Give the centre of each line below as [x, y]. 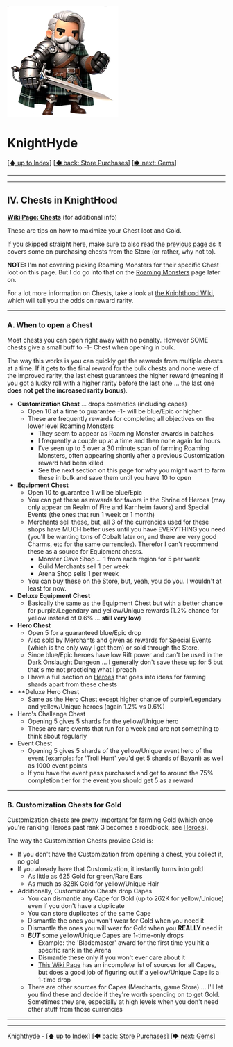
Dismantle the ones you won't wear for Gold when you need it [116, 921]
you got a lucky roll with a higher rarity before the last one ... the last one [111, 383]
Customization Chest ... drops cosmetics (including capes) [102, 404]
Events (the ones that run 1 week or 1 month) [91, 515]
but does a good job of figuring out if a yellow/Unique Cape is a [129, 973]
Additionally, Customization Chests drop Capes [85, 891]
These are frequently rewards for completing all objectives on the [121, 419]
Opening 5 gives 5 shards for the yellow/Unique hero [103, 721]
